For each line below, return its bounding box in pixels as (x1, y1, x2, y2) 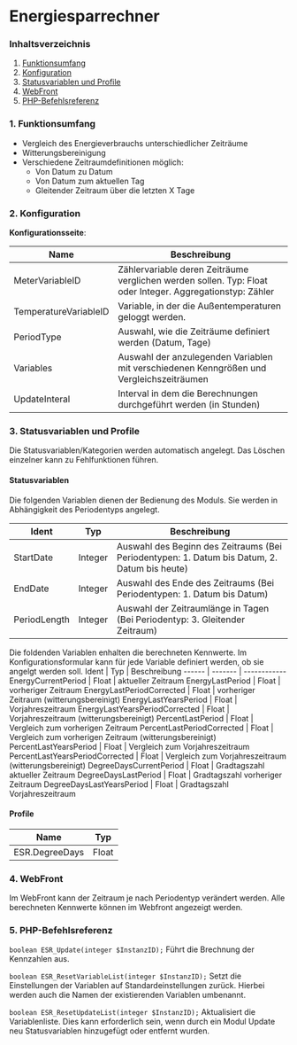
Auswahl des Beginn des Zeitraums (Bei (116, 540, 283, 552)
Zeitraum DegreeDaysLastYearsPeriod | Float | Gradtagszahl (9, 778, 230, 790)
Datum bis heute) (116, 562, 188, 574)
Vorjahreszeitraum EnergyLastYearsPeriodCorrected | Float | (9, 703, 230, 714)
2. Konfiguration (9, 207, 81, 219)
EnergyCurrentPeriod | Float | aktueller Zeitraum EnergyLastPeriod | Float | (9, 675, 281, 686)
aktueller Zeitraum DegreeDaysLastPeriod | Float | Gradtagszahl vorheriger (9, 769, 283, 780)
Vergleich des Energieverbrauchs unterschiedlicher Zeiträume (21, 137, 248, 148)
